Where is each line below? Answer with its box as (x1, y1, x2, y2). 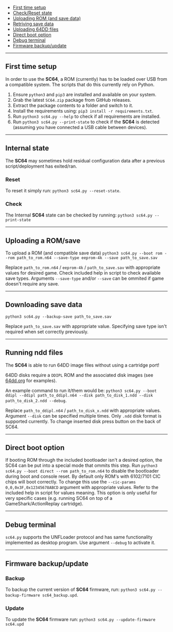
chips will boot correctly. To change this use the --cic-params (5, 479, 136, 485)
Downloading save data (5, 300, 82, 309)
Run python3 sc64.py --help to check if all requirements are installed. (12, 113, 161, 119)
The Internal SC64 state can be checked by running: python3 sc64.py (5, 212, 153, 218)
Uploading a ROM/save (5, 236, 81, 245)
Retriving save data (12, 21, 54, 27)
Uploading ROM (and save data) (12, 15, 81, 21)
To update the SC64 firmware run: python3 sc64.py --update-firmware (5, 617, 155, 623)
